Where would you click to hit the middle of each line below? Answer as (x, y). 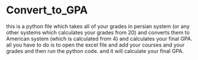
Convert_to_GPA (47, 10)
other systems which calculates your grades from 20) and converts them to (98, 32)
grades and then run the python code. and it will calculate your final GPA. (95, 51)
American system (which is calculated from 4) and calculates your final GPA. (99, 38)
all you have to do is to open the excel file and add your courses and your (95, 45)
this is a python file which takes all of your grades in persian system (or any (98, 26)
